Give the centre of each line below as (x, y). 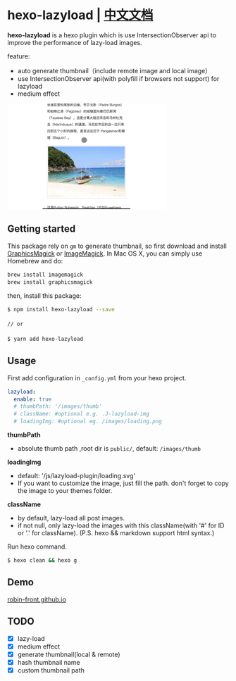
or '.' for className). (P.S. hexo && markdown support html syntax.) (116, 533)
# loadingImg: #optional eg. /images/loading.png (88, 421)
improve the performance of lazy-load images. (75, 42)
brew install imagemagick (45, 275)
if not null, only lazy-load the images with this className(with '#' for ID (121, 525)
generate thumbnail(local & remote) (69, 654)
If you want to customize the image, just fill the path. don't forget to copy (123, 483)
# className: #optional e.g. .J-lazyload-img (82, 414)
